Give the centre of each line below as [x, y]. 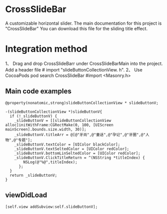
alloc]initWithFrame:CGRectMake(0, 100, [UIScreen [59, 125]
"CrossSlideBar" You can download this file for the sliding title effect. [76, 28]
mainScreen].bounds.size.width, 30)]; [46, 129]
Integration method [46, 49]
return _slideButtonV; [33, 175]
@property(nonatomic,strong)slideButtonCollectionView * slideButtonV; [82, 103]
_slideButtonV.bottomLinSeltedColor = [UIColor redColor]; [77, 153]
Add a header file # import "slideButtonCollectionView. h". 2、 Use [74, 69]
